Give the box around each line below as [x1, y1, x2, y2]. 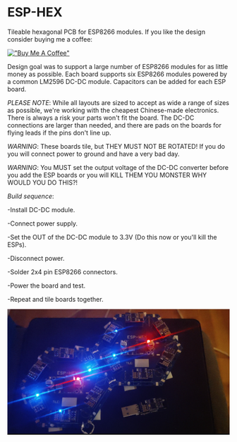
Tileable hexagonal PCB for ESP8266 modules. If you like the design [7, 27, 206, 36]
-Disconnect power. [7, 254, 65, 262]
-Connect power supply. [7, 219, 78, 228]
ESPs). [7, 240, 27, 249]
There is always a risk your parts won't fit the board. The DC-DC [7, 113, 195, 122]
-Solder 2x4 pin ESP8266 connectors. [7, 267, 118, 276]
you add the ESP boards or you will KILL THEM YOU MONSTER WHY [7, 171, 207, 179]
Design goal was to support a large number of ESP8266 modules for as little [7, 62, 229, 70]
